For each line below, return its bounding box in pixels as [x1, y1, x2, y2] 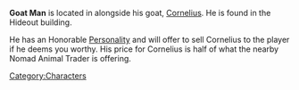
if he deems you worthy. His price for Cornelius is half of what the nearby [9, 44, 279, 54]
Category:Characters [9, 70, 87, 81]
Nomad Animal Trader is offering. [9, 53, 132, 63]
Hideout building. [9, 17, 73, 28]
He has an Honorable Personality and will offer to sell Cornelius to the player [9, 35, 290, 45]
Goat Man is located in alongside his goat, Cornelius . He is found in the [9, 8, 271, 18]
